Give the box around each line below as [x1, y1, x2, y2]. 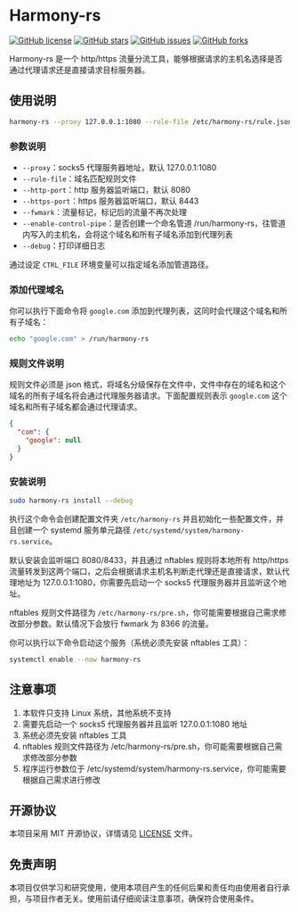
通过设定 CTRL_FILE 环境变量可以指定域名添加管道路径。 [9, 259, 214, 269]
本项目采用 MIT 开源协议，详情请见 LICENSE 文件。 [9, 828, 198, 839]
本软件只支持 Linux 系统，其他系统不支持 [21, 707, 172, 718]
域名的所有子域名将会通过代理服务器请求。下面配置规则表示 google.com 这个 [9, 390, 287, 402]
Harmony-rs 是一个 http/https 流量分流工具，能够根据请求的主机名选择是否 [9, 53, 283, 63]
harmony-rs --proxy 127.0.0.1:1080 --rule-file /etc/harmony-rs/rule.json [9, 117, 293, 126]
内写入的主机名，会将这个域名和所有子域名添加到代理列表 [21, 228, 233, 239]
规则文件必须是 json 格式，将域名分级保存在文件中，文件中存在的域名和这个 [9, 379, 287, 390]
